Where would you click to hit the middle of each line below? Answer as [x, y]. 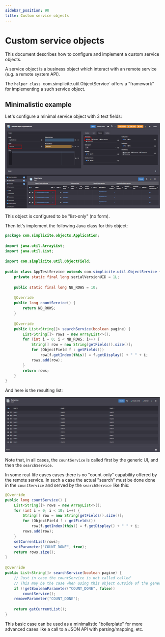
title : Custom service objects [37, 16]
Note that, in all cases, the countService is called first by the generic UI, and [82, 460]
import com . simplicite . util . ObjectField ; [48, 261]
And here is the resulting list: [34, 390]
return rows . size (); [35, 552]
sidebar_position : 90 [27, 10]
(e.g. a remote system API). [33, 74]
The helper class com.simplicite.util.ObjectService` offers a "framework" [80, 84]
